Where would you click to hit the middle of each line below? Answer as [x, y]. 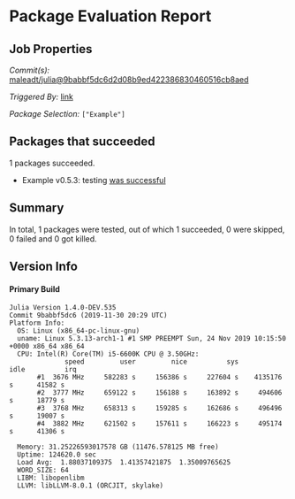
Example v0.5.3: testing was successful [94, 180]
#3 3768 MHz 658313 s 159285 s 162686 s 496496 [159, 409]
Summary [37, 208]
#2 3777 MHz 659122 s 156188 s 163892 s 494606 [159, 393]
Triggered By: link [41, 96]
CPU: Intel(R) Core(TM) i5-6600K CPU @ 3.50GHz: [108, 354]
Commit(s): [30, 70]
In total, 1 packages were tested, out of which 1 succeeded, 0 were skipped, [147, 229]
